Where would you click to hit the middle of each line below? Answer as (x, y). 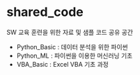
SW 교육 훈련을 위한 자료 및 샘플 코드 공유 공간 (70, 32)
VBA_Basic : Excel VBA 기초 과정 (62, 64)
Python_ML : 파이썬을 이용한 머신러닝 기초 (75, 56)
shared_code (45, 12)
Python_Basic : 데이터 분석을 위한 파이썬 (72, 47)
